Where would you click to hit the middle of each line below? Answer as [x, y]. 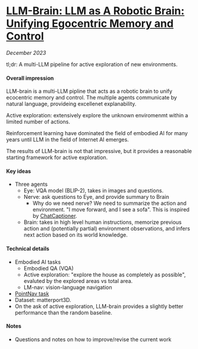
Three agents [31, 184]
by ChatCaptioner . [55, 216]
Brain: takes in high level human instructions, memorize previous [103, 222]
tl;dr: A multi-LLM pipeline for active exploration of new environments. [92, 64]
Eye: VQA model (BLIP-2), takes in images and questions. [93, 191]
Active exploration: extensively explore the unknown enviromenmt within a [97, 116]
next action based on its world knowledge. [76, 235]
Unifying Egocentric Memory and [90, 24]
